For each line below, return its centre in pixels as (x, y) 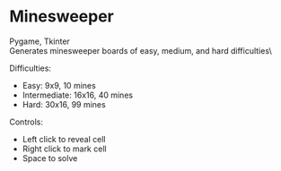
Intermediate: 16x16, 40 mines (77, 95)
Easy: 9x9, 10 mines (59, 85)
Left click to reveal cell (64, 139)
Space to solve (50, 158)
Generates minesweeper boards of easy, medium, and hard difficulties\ (140, 50)
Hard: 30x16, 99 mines (64, 104)
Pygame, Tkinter (40, 41)
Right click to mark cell (64, 149)
